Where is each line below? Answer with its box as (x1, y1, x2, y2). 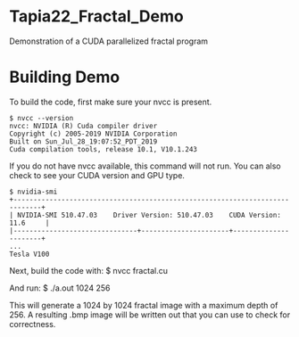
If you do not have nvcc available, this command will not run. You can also (9, 160, 281, 171)
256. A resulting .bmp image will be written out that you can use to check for (9, 309, 291, 320)
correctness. (9, 318, 56, 329)
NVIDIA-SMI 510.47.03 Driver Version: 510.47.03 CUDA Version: (17, 210, 281, 219)
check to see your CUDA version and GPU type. (9, 169, 186, 180)
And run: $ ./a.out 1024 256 (9, 283, 111, 293)
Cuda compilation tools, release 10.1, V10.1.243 (9, 144, 198, 153)
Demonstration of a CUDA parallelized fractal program (9, 36, 208, 46)
